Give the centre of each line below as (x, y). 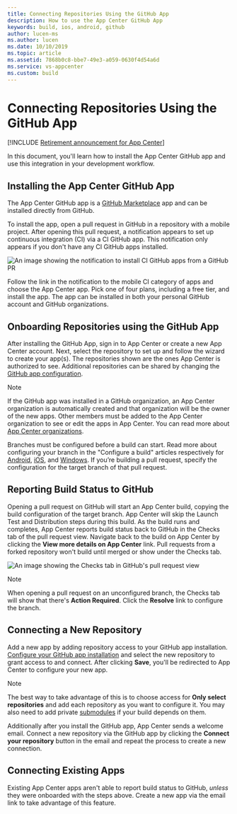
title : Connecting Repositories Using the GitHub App (88, 14)
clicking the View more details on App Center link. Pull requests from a (111, 544)
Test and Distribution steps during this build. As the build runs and (104, 521)
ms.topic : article (34, 54)
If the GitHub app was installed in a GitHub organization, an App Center (111, 401)
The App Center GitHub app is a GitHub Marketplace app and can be (107, 203)
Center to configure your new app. (58, 670)
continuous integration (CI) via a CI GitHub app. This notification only (108, 239)
